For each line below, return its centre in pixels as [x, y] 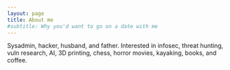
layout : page [26, 13]
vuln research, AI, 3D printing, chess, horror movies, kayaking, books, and [112, 53]
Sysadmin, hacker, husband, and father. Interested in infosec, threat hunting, [115, 46]
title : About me [30, 20]
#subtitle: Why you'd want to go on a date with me [82, 26]
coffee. [17, 60]
